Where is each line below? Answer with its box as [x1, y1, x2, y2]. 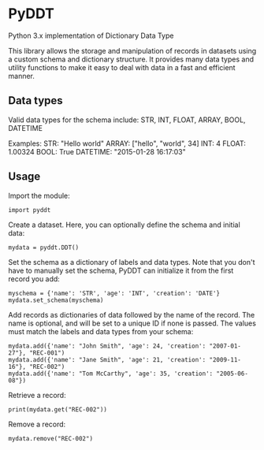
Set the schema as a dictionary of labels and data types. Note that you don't [8, 257, 255, 266]
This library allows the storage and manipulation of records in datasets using [8, 46, 257, 55]
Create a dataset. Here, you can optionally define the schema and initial [8, 220, 240, 229]
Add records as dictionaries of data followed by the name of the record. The [8, 310, 255, 319]
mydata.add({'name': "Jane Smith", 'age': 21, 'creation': [8, 355, 206, 363]
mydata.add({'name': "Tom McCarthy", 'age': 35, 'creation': [8, 370, 214, 377]
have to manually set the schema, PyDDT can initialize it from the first [8, 266, 234, 275]
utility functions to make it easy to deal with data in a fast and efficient [8, 62, 236, 72]
